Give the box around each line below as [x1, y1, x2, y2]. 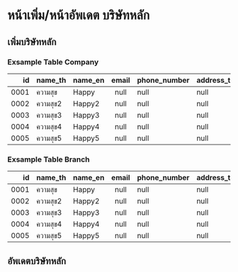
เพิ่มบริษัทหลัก [7, 35, 57, 47]
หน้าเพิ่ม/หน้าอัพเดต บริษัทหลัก [7, 7, 150, 23]
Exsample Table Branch [7, 154, 90, 164]
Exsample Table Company [7, 57, 99, 67]
